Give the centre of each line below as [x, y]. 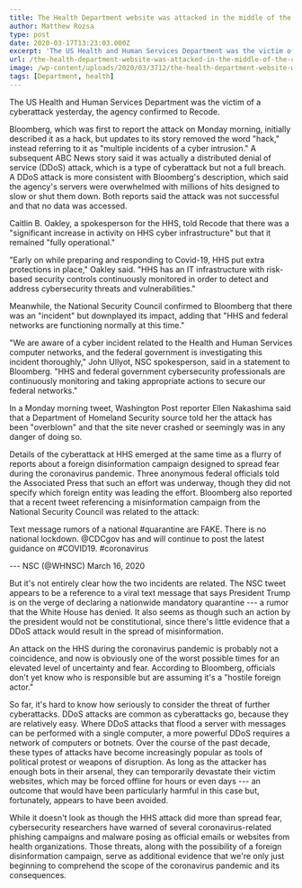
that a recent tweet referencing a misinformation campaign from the [135, 502]
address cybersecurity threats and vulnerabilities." [102, 288]
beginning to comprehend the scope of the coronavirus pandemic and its [145, 865]
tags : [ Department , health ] [62, 77]
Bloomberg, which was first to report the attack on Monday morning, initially [150, 129]
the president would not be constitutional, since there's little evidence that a [150, 621]
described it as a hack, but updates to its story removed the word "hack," [145, 138]
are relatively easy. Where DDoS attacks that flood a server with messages [147, 723]
